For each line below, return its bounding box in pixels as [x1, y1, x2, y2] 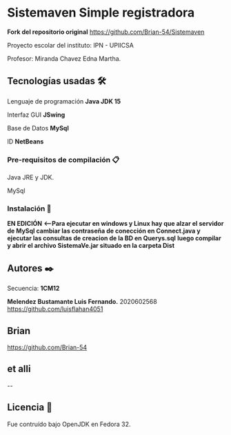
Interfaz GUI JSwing [7, 110, 66, 119]
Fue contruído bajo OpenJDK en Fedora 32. [7, 420, 131, 428]
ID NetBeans [7, 137, 44, 146]
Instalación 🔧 [7, 204, 52, 213]
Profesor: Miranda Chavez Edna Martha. [7, 54, 121, 63]
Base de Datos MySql [7, 124, 69, 132]
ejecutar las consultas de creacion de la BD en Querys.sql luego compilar [7, 234, 222, 242]
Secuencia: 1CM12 [7, 284, 60, 293]
